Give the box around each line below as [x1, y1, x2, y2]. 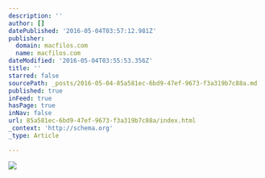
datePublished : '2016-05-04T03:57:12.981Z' [8, 27, 157, 35]
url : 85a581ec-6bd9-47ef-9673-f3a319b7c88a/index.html [8, 117, 197, 125]
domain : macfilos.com [15, 42, 89, 50]
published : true [8, 86, 63, 95]
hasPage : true [8, 101, 56, 110]
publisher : [8, 34, 45, 43]
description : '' [8, 11, 63, 20]
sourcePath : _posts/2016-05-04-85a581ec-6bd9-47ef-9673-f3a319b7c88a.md [8, 79, 258, 87]
